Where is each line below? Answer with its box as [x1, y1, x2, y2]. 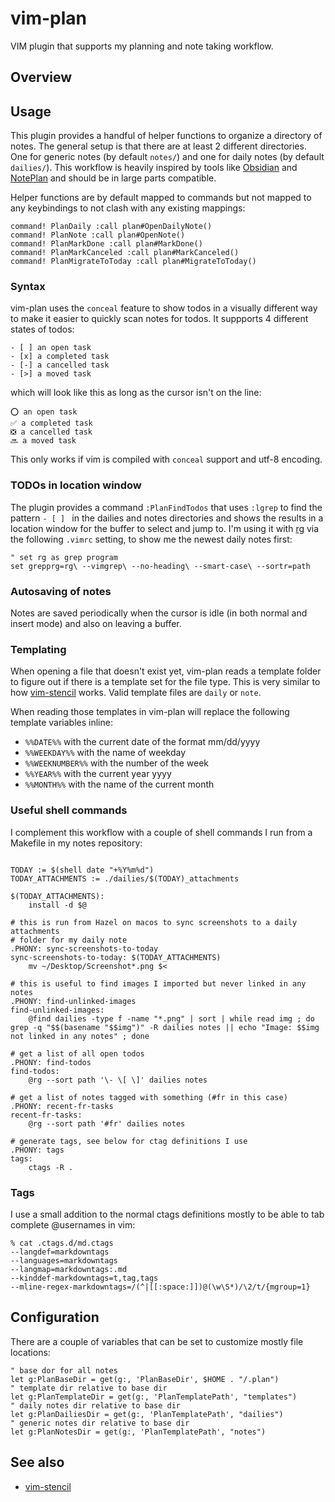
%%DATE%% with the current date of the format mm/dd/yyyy [24, 736, 261, 748]
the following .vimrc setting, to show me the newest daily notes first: [10, 533, 293, 545]
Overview [10, 69, 73, 86]
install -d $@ [28, 900, 87, 910]
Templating [10, 642, 67, 656]
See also [10, 1454, 65, 1471]
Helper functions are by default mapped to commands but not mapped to [10, 192, 312, 204]
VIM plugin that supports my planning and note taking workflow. [10, 40, 274, 52]
